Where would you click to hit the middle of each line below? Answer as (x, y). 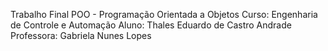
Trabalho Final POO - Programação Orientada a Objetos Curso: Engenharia (164, 14)
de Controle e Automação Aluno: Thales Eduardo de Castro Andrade (151, 25)
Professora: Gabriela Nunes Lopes (81, 35)
